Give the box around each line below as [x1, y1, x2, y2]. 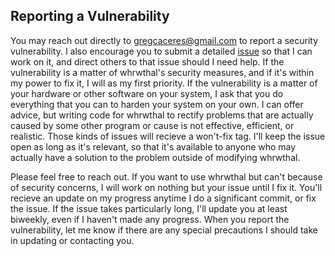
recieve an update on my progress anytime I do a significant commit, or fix [10, 192, 317, 204]
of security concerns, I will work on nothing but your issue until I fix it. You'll [10, 181, 323, 193]
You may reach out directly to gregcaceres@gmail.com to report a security [10, 34, 319, 46]
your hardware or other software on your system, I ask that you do [10, 87, 284, 99]
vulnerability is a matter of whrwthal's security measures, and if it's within [10, 66, 315, 78]
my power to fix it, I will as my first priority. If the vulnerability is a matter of [10, 77, 318, 89]
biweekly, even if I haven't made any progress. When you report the [10, 213, 290, 225]
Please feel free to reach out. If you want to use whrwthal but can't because [10, 170, 323, 183]
